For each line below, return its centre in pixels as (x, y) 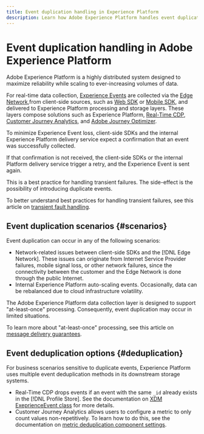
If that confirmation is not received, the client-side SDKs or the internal (95, 158)
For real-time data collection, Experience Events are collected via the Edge (100, 95)
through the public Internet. (49, 278)
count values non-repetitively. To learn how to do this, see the (93, 418)
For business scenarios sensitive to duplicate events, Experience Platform (99, 368)
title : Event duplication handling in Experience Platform (83, 12)
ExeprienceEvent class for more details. (65, 405)
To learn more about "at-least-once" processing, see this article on (90, 328)
